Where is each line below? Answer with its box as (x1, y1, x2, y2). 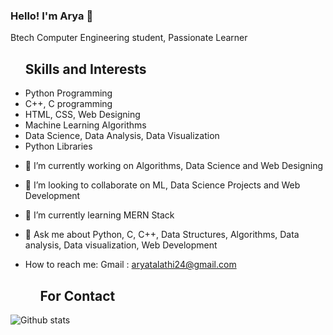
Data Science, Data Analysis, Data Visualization (24, 130, 220, 142)
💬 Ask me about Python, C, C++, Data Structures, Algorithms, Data (24, 229, 300, 241)
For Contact (39, 287, 116, 304)
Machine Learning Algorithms (24, 119, 147, 131)
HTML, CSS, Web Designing (24, 109, 141, 121)
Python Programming (24, 87, 113, 99)
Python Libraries (24, 140, 93, 153)
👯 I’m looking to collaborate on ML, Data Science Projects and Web (24, 179, 301, 191)
